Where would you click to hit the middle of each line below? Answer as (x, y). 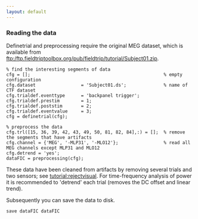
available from (24, 52)
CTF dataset (21, 90)
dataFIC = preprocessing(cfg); (45, 158)
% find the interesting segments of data (58, 69)
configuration (24, 80)
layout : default (26, 12)
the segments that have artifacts (49, 137)
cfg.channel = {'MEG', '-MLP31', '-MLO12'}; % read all (98, 142)
